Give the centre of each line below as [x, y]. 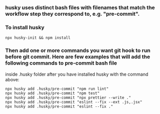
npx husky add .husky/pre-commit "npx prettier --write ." [68, 97]
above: [12, 79]
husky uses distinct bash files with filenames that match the [80, 8]
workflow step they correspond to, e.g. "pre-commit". [72, 14]
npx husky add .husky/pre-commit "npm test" [52, 93]
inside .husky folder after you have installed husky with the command [77, 74]
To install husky [25, 27]
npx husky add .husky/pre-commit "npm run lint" [57, 89]
